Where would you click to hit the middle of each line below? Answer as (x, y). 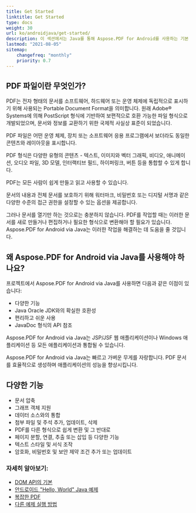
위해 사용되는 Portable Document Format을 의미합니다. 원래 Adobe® (92, 109)
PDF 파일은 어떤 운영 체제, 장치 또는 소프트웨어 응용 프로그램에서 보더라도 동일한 (98, 136)
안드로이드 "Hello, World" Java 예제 (56, 490)
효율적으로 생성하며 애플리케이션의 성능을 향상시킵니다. (75, 365)
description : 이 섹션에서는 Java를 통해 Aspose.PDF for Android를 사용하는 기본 (97, 39)
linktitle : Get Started (35, 17)
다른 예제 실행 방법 (36, 504)
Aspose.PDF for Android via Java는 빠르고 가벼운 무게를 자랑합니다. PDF (91, 357)
